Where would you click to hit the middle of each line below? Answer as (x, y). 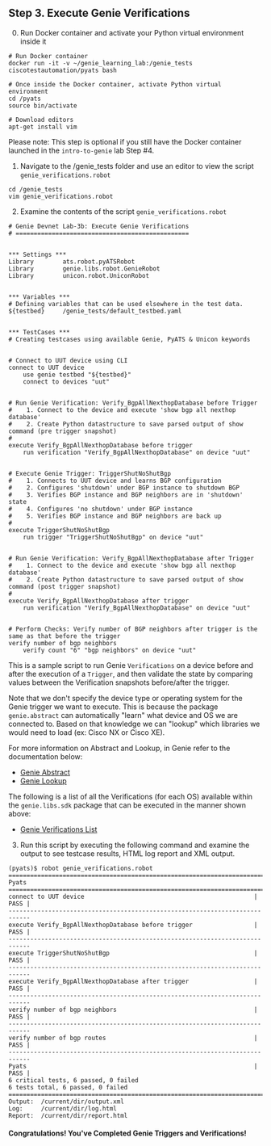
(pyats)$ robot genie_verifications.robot (81, 868)
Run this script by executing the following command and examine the (135, 845)
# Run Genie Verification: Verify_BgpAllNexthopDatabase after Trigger (131, 558)
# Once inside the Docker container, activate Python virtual (115, 84)
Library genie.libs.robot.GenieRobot (84, 269)
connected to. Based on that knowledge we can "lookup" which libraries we (134, 724)
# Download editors (41, 120)
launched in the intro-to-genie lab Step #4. (81, 150)
